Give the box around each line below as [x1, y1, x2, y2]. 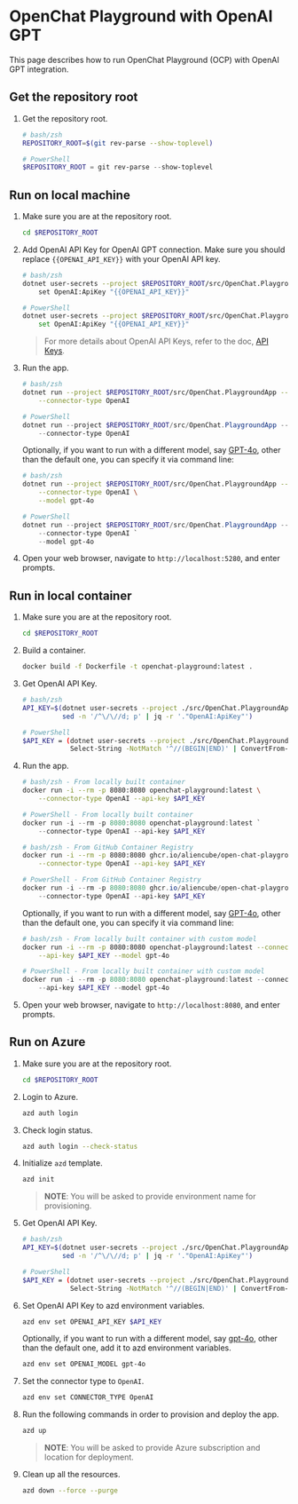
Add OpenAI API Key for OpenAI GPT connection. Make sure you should [21, 244, 286, 255]
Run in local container [9, 588, 132, 603]
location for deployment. [43, 1452, 135, 1462]
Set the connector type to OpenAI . [21, 1376, 145, 1387]
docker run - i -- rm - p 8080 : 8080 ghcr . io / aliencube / [21, 883, 222, 892]
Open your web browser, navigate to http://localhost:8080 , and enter [21, 1000, 281, 1009]
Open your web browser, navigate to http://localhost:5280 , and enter [21, 553, 281, 564]
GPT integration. [9, 64, 69, 75]
